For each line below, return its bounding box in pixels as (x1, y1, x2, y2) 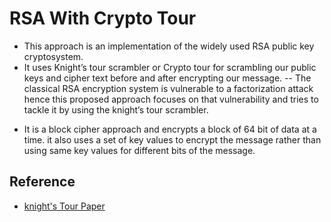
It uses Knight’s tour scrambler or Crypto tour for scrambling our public (23, 61, 317, 73)
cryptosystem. (23, 50, 84, 62)
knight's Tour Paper (23, 200, 106, 212)
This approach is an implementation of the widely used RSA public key (23, 40, 315, 52)
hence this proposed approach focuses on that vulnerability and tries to (23, 93, 319, 105)
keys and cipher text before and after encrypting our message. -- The (23, 72, 312, 84)
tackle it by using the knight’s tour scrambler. (23, 103, 209, 116)
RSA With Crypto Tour (9, 7, 197, 30)
